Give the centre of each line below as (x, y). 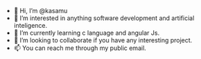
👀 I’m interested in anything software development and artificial (104, 18)
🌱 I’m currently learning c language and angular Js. (87, 33)
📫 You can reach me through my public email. (80, 48)
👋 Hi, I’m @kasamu (41, 11)
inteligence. (30, 25)
